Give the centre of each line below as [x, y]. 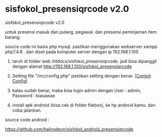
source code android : [27, 119]
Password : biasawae [34, 96]
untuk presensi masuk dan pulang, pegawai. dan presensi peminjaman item [81, 32]
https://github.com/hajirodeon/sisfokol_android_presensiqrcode [69, 129]
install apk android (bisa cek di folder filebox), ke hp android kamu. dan [84, 105]
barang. [13, 37]
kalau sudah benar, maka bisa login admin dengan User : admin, [77, 90]
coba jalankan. [27, 110]
